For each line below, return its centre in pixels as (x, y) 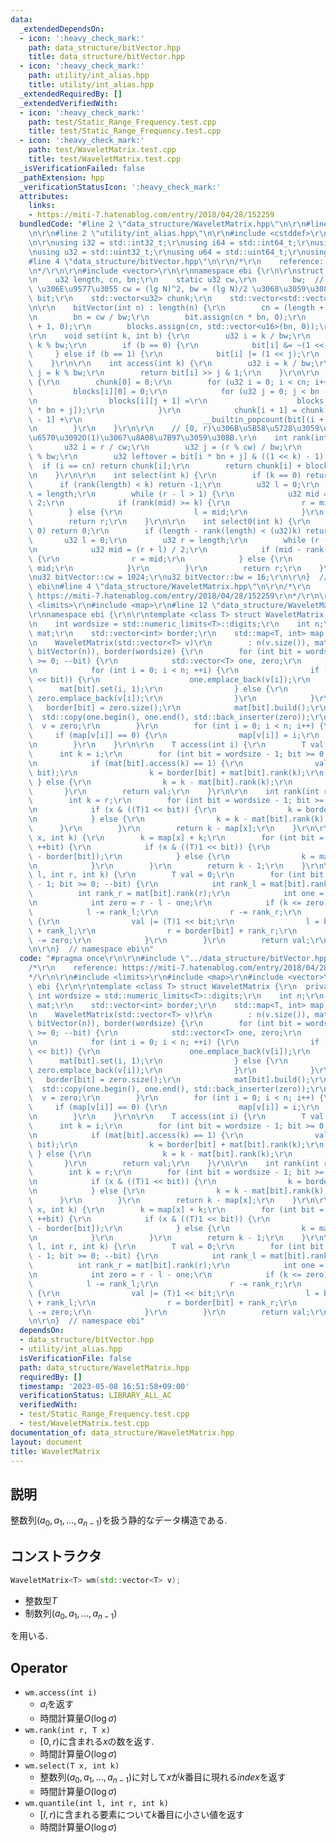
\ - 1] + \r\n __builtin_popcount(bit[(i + (176, 419)
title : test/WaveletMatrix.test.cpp (105, 159)
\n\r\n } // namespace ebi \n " (91, 949)
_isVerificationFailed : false (82, 168)
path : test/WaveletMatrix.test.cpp (102, 150)
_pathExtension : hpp (62, 177)
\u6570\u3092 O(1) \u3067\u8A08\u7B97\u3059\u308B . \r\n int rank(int (178, 438)
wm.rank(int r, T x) (67, 1731)
